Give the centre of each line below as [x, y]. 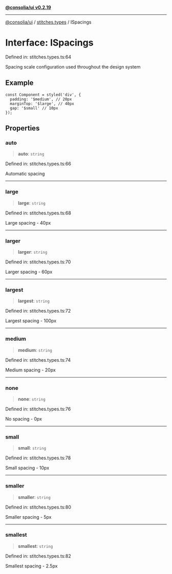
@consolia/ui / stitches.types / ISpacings [48, 22]
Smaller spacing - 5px [28, 517]
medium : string [35, 350]
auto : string [31, 154]
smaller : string [34, 497]
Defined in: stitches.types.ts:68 [38, 213]
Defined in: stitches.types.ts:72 [38, 311]
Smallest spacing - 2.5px [31, 566]
